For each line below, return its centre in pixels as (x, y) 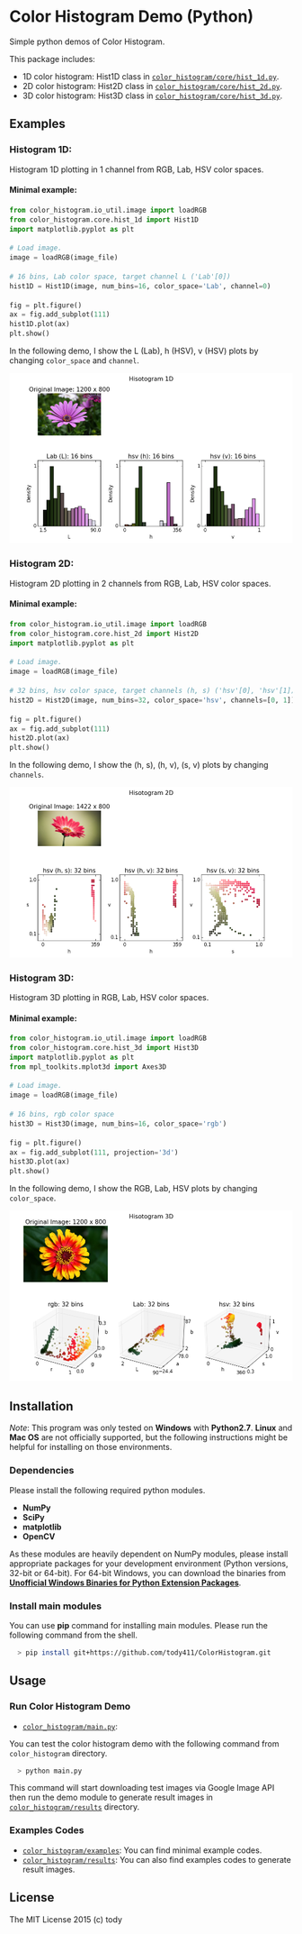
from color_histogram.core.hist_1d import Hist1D (104, 219)
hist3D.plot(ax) (40, 1162)
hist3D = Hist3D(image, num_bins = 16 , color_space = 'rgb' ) (118, 1124)
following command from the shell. (73, 1635)
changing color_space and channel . (74, 360)
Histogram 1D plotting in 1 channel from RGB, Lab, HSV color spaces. (137, 169)
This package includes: (53, 59)
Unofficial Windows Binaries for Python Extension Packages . (125, 1583)
